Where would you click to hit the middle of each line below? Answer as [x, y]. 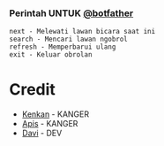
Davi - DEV [42, 133]
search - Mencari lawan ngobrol [68, 39]
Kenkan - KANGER [56, 114]
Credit [32, 90]
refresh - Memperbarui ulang [63, 47]
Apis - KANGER [50, 124]
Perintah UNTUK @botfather [71, 13]
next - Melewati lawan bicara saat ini [82, 32]
